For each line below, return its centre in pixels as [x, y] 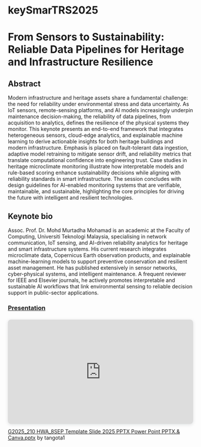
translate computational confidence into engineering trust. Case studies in [98, 160]
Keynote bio [30, 216]
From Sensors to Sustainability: [86, 37]
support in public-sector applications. [53, 293]
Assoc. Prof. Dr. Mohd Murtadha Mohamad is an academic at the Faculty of [99, 230]
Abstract [24, 84]
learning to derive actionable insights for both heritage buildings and [91, 142]
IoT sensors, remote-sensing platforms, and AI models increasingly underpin [101, 110]
